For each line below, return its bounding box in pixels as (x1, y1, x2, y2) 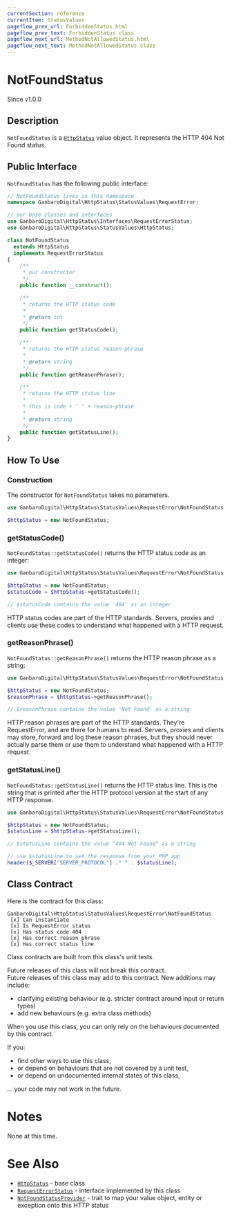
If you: (7, 1043, 26, 1051)
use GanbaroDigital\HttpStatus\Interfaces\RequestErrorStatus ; (7, 218, 193, 225)
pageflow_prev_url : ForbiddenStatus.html (7, 23, 128, 30)
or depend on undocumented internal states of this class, (17, 1071, 181, 1080)
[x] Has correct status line (10, 941, 95, 947)
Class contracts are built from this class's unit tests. (7, 952, 154, 961)
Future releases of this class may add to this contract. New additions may (7, 973, 216, 981)
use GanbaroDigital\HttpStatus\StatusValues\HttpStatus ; (7, 224, 175, 232)
